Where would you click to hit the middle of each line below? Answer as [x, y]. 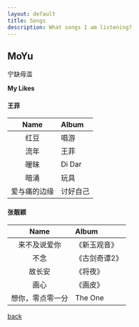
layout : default [31, 14]
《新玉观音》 [97, 244]
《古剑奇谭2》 [99, 258]
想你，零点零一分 [40, 298]
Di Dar [71, 165]
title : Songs [27, 21]
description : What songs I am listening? [70, 27]
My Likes [21, 88]
